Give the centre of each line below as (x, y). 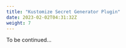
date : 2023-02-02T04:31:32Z (42, 17)
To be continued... (29, 40)
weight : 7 (19, 23)
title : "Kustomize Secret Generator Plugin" (63, 12)
